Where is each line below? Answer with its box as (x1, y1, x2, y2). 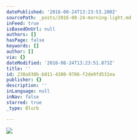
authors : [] (6, 32, 36, 38)
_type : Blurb (6, 105, 39, 111)
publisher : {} (6, 77, 42, 83)
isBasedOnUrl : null (6, 26, 56, 32)
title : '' (6, 65, 32, 72)
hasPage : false (6, 37, 45, 43)
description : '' (6, 83, 47, 89)
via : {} (6, 54, 26, 60)
